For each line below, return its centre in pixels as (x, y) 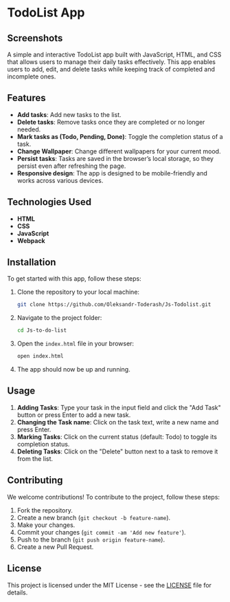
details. (18, 592)
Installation (32, 262)
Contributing (35, 481)
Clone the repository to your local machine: (78, 292)
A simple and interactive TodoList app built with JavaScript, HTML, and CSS (114, 54)
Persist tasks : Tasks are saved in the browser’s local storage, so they (115, 158)
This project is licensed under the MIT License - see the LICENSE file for (109, 585)
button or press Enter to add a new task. (74, 415)
